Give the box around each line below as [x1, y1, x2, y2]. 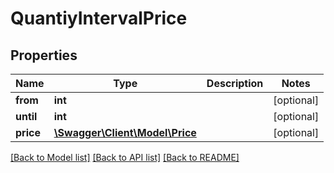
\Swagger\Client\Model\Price [53, 126, 197, 139]
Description [206, 77, 264, 90]
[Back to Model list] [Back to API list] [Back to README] [10, 152, 240, 163]
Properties [10, 47, 78, 64]
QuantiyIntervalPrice [10, 7, 188, 30]
